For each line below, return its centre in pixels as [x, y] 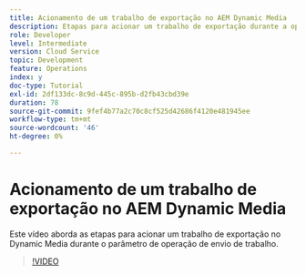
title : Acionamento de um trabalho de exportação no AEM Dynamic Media [148, 18]
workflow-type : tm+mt [51, 119]
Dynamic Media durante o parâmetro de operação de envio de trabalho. [144, 243]
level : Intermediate [49, 43]
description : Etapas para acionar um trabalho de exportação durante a [148, 26]
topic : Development [46, 60]
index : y [26, 77]
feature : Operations [49, 69]
